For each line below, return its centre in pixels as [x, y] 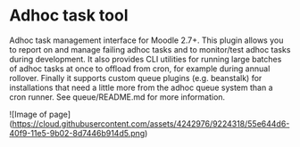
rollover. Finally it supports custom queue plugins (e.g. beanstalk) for [136, 78]
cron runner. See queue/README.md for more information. [117, 97]
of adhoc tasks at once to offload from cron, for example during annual [140, 69]
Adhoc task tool [69, 16]
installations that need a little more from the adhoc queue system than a [141, 87]
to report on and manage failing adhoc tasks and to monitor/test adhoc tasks [150, 49]
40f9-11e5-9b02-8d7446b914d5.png [77, 133]
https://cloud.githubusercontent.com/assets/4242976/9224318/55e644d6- [151, 123]
